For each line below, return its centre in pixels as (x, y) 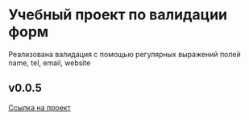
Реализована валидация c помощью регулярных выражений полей (124, 54)
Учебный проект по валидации (118, 15)
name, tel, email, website (50, 63)
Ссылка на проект (39, 107)
